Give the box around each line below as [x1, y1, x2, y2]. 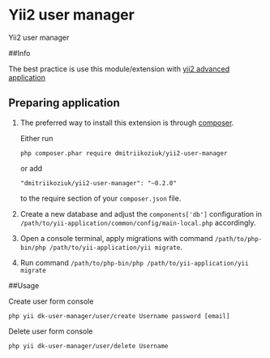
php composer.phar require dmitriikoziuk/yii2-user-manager [19, 149, 228, 157]
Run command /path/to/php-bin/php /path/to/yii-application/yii [19, 257, 249, 267]
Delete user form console [8, 326, 93, 336]
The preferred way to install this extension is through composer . [19, 118, 234, 127]
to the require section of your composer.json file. [19, 193, 182, 203]
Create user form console [8, 296, 94, 306]
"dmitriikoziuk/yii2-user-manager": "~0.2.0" [19, 179, 177, 188]
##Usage [8, 280, 40, 290]
